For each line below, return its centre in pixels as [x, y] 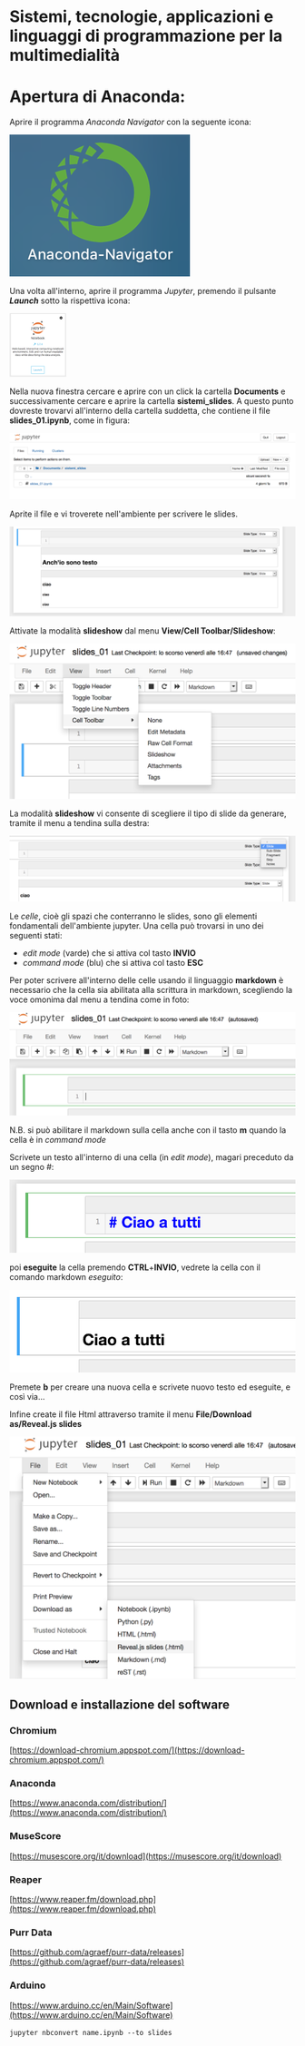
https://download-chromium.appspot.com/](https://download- [128, 1750]
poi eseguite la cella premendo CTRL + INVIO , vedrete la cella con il [135, 1267]
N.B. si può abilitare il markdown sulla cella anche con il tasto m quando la [148, 1130]
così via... [27, 1397]
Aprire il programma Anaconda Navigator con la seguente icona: [130, 122]
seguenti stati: [36, 936]
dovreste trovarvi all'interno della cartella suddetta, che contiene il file [140, 410]
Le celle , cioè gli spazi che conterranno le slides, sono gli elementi [133, 916]
